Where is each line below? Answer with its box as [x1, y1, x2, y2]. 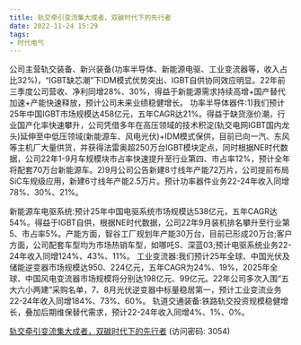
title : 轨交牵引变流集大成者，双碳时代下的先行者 [9, 13, 172, 22]
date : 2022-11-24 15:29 [9, 22, 99, 30]
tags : [9, 30, 30, 39]
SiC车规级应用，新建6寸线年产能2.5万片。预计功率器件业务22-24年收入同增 [9, 176, 290, 186]
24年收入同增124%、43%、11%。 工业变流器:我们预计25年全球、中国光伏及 [9, 251, 290, 262]
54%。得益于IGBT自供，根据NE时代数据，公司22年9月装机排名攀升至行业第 [9, 217, 290, 229]
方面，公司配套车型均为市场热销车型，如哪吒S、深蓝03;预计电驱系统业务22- [9, 239, 292, 251]
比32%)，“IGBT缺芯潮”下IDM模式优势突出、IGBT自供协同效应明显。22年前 [9, 75, 286, 86]
